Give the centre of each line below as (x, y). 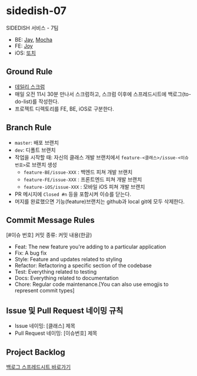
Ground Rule (29, 72)
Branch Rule (29, 128)
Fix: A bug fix (31, 253)
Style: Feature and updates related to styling (68, 259)
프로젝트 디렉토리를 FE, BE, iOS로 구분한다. (64, 109)
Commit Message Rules (51, 220)
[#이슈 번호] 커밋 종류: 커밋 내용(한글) (49, 235)
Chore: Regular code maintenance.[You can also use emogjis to (91, 284)
